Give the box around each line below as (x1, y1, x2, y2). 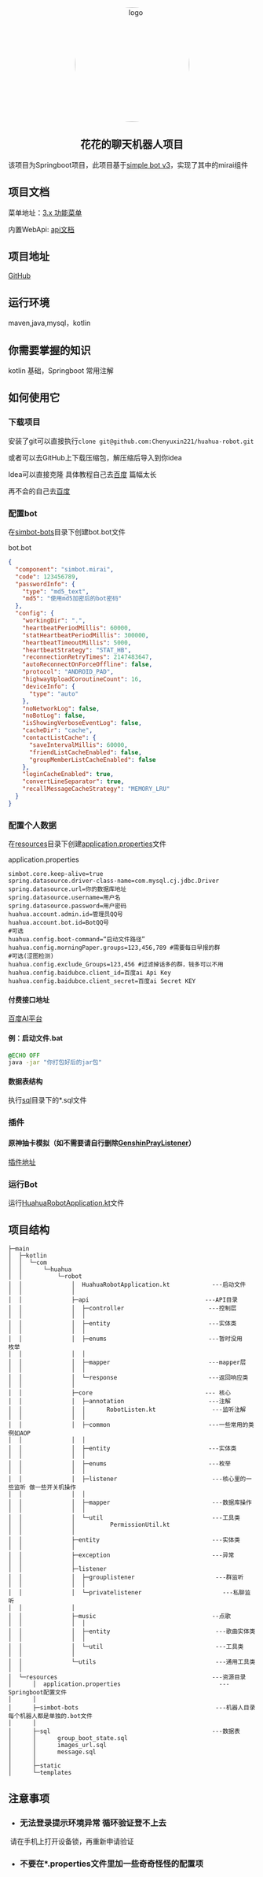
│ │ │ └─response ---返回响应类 (8, 1373, 249, 1381)
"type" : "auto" (28, 689, 79, 698)
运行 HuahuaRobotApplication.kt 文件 (8, 1198, 125, 1207)
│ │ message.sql (8, 1748, 97, 1756)
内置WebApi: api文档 (8, 224, 75, 234)
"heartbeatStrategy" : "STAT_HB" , (22, 646, 132, 654)
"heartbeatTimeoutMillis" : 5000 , (22, 638, 132, 647)
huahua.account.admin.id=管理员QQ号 (8, 911, 123, 918)
